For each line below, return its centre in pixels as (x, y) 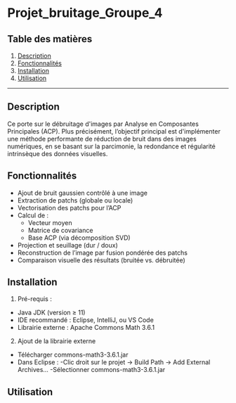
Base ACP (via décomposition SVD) (79, 238)
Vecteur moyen (50, 222)
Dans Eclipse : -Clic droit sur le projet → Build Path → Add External (114, 362)
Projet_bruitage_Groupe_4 (85, 13)
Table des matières (50, 39)
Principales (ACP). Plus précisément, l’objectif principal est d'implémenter (114, 131)
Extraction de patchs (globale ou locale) (75, 200)
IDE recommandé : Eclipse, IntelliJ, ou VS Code (86, 320)
